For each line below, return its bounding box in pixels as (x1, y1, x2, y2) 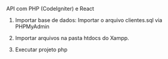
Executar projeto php (15, 46, 68, 53)
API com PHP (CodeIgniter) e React (6, 5, 95, 12)
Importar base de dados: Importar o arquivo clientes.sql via (15, 17, 163, 23)
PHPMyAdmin (15, 23, 50, 30)
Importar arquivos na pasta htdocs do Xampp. (15, 35, 129, 41)
